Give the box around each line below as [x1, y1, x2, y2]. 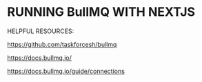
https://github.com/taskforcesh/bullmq [7, 40, 117, 48]
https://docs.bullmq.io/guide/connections [7, 67, 125, 75]
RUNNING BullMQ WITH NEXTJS [7, 4, 195, 20]
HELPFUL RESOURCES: [7, 27, 74, 35]
